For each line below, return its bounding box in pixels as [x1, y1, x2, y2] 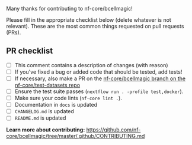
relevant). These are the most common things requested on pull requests [6, 23, 184, 29]
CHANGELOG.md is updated [14, 108, 74, 115]
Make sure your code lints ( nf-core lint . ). [14, 94, 123, 102]
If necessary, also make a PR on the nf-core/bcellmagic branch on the [14, 75, 185, 82]
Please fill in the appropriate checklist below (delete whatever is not [6, 17, 172, 23]
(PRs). [6, 29, 21, 36]
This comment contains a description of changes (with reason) [14, 61, 168, 68]
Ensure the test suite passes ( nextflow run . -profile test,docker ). [14, 88, 184, 95]
